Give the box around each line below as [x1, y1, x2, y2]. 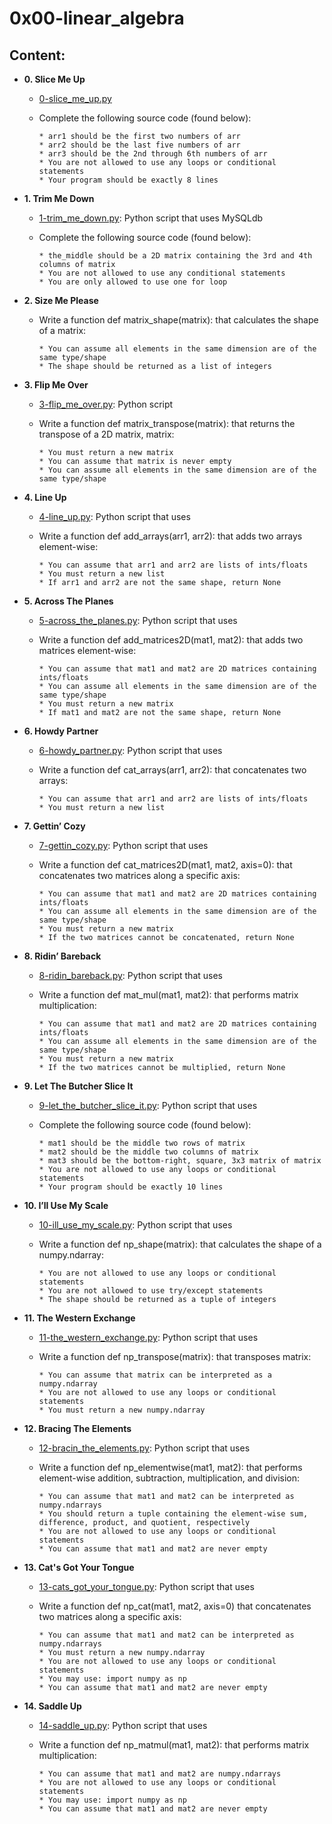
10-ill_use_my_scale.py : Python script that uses [38, 1219, 233, 1231]
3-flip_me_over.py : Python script [38, 398, 174, 410]
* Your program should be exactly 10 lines [38, 1182, 224, 1192]
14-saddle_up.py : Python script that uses [38, 1720, 208, 1731]
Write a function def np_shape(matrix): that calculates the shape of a [38, 1238, 322, 1250]
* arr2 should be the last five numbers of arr [38, 140, 241, 150]
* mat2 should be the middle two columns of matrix [38, 1147, 259, 1157]
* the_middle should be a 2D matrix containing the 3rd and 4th [38, 251, 313, 261]
